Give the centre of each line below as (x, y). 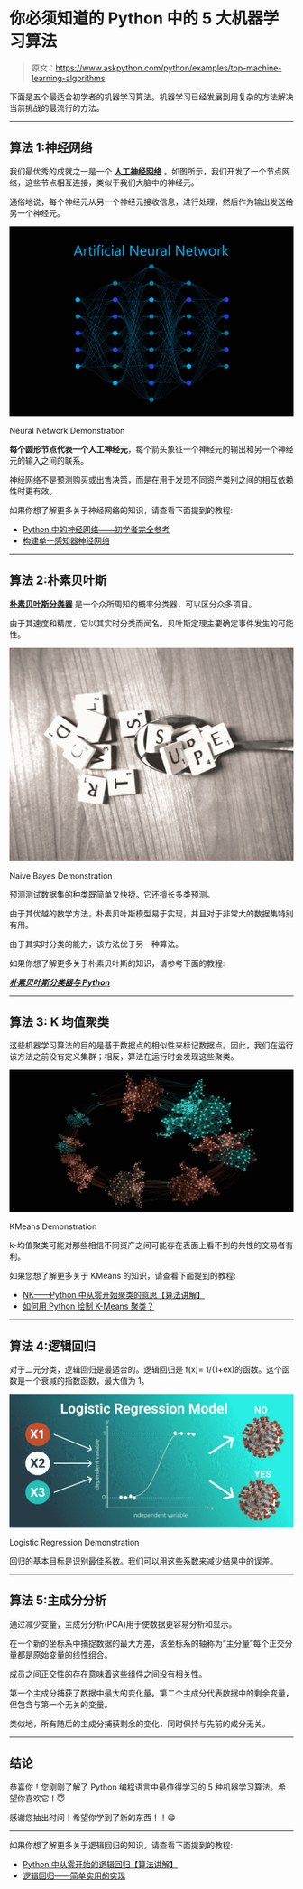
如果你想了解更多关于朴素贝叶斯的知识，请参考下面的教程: (117, 963)
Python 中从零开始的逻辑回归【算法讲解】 (100, 1864)
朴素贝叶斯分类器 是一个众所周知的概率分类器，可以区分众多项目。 (133, 604)
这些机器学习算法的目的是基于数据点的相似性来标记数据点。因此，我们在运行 (151, 1046)
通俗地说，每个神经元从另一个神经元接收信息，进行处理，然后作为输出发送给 (151, 202)
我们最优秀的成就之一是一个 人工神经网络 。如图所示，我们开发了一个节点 (146, 171)
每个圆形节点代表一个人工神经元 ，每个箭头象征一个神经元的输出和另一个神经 (151, 449)
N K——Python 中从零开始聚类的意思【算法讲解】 (114, 1295)
